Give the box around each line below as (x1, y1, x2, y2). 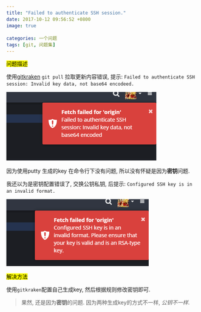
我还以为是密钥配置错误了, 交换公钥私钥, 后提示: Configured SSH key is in (6, 180, 192, 187)
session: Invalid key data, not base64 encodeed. (6, 81, 135, 87)
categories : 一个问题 (6, 35, 58, 42)
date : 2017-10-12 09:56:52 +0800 (6, 16, 91, 23)
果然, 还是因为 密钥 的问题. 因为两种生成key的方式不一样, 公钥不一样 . (21, 299, 190, 306)
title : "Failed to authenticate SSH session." (6, 10, 126, 16)
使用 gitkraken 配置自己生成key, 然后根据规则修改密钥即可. (6, 286, 151, 293)
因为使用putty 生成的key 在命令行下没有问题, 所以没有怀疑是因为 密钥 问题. (6, 167, 190, 175)
